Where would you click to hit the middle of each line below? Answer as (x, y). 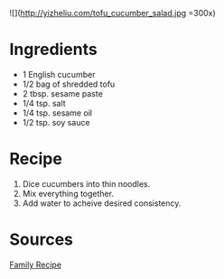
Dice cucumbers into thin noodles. (86, 183)
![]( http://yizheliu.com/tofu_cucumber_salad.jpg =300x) (113, 13)
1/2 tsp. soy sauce (56, 122)
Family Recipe (35, 265)
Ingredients (53, 50)
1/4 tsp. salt (44, 103)
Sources (42, 240)
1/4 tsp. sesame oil (57, 113)
